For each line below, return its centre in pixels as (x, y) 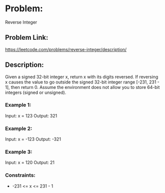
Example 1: (18, 105)
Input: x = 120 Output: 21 (30, 163)
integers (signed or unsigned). (36, 92)
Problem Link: (27, 38)
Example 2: (19, 128)
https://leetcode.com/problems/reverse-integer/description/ (66, 49)
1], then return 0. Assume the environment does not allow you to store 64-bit (82, 87)
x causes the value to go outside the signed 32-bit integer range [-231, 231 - (82, 82)
